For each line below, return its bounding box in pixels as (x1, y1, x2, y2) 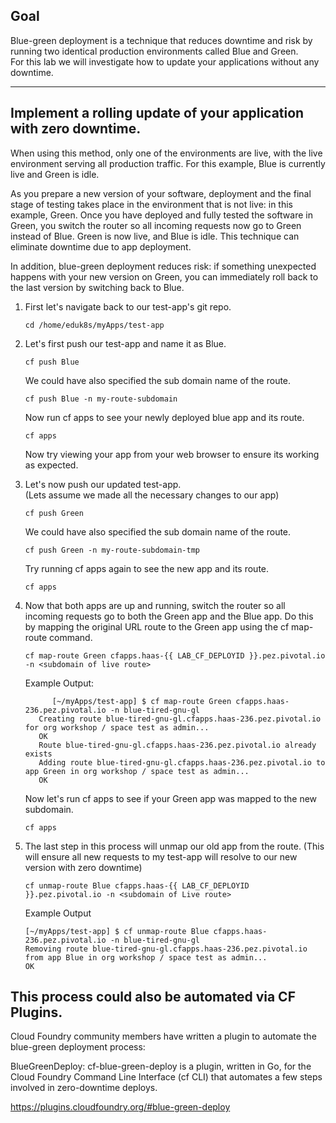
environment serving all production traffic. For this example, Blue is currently (10, 157, 326, 169)
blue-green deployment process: (10, 1041, 146, 1053)
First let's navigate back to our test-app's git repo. (24, 300, 232, 313)
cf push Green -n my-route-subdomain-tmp (24, 545, 200, 555)
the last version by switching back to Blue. (10, 281, 185, 293)
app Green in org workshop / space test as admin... (24, 766, 250, 776)
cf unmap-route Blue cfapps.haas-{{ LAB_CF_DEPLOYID (24, 880, 250, 891)
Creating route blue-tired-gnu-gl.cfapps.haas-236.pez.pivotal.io (38, 714, 322, 724)
